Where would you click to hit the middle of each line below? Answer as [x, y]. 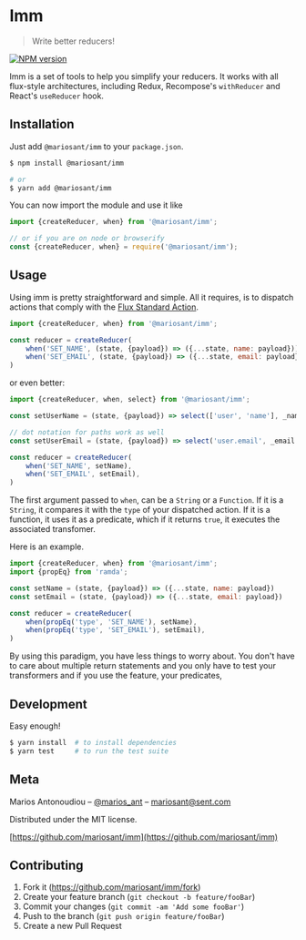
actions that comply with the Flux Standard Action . [104, 307]
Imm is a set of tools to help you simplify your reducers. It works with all [144, 76]
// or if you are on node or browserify [87, 239]
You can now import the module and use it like [97, 205]
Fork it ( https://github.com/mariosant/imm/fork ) [112, 887]
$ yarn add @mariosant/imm [61, 188]
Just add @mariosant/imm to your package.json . [97, 146]
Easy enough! [35, 726]
